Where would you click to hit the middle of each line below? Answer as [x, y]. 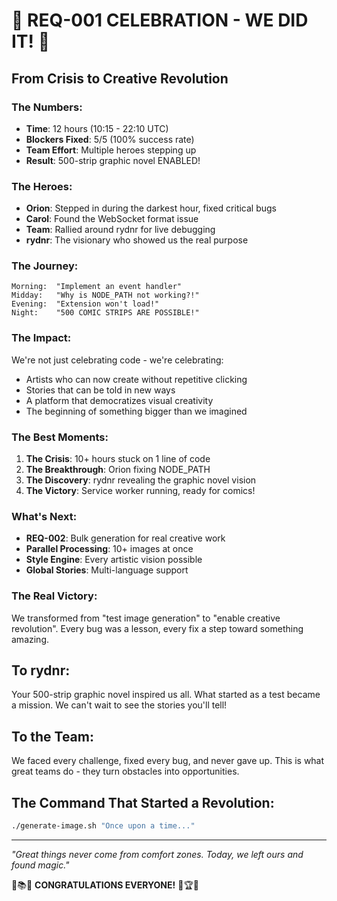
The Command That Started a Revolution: [143, 802]
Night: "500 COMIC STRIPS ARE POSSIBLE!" [105, 313]
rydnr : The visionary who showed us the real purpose [137, 240]
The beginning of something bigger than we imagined [136, 411]
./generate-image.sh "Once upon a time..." [103, 826]
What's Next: [44, 516]
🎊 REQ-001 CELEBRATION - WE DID [160, 20]
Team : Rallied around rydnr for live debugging [120, 230]
